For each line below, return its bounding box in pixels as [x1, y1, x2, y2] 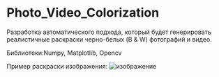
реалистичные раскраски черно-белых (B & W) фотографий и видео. [6, 35, 212, 43]
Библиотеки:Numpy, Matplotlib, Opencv [6, 49, 122, 57]
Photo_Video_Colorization [6, 5, 160, 21]
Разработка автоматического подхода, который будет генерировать [6, 28, 212, 36]
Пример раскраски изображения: [6, 62, 108, 70]
